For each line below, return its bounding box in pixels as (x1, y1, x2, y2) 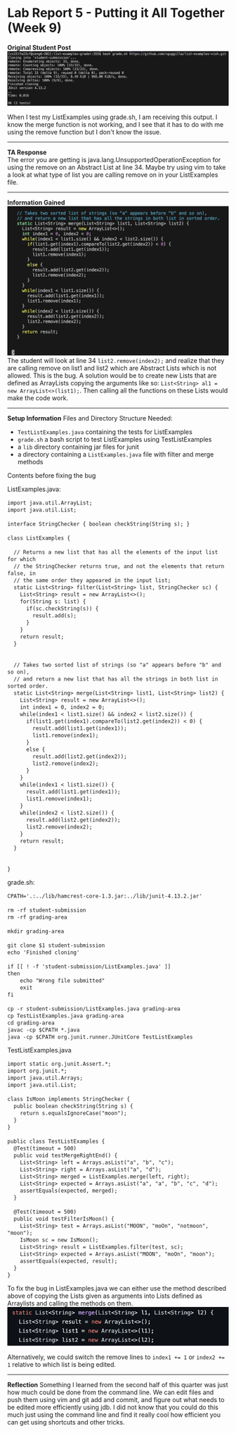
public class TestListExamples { (7, 1138, 105, 1145)
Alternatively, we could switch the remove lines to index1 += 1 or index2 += (7, 1353, 225, 1361)
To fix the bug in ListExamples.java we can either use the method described (7, 1284, 227, 1292)
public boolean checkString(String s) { (13, 1103, 133, 1110)
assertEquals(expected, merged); (20, 1187, 118, 1194)
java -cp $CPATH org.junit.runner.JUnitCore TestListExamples (7, 1034, 193, 1041)
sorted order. (7, 682, 49, 690)
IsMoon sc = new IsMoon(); (20, 1236, 99, 1243)
